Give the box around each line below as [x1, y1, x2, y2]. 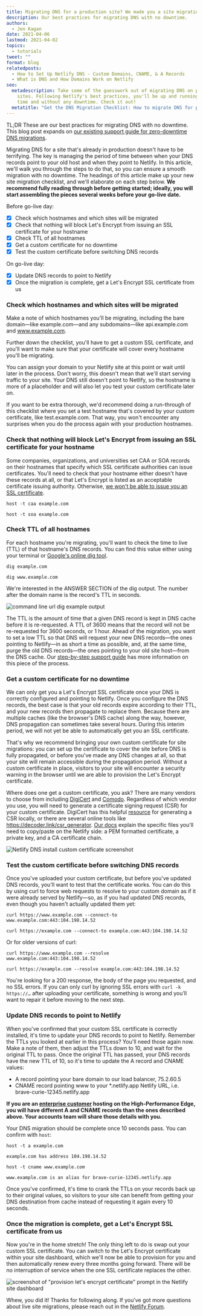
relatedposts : [6, 65, 42, 71]
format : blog [6, 59, 39, 65]
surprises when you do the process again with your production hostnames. [6, 420, 193, 427]
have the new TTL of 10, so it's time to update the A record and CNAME [6, 1057, 184, 1064]
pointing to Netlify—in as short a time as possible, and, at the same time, [6, 640, 187, 648]
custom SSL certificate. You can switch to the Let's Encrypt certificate [6, 1248, 181, 1255]
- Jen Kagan [11, 25, 42, 32]
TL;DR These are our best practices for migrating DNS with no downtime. [6, 121, 188, 128]
